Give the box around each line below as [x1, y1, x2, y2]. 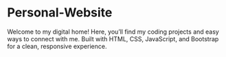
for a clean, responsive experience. [7, 42, 107, 50]
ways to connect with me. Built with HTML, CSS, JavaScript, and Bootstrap [7, 34, 219, 43]
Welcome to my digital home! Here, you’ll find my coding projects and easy [7, 27, 220, 36]
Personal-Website [7, 5, 113, 21]
